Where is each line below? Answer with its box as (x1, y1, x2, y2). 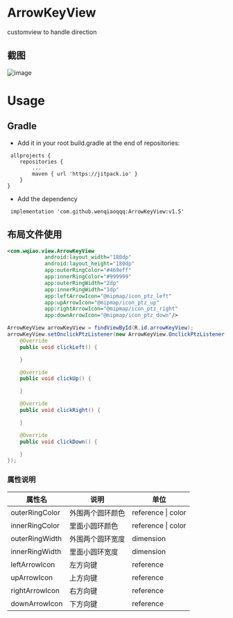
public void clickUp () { (19, 375, 92, 382)
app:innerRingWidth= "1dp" (44, 286, 119, 293)
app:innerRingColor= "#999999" (44, 273, 132, 280)
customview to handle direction (7, 28, 97, 36)
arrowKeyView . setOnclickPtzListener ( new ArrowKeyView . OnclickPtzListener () (7, 331, 231, 338)
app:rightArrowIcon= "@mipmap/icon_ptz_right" (44, 305, 178, 313)
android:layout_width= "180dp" (44, 254, 132, 261)
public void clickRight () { (19, 407, 101, 414)
